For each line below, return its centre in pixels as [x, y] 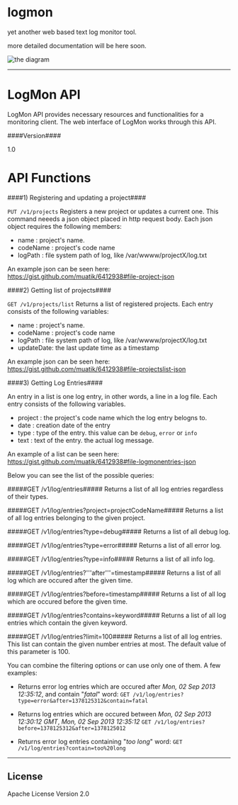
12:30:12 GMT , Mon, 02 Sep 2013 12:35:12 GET [84, 721]
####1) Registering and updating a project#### [77, 197]
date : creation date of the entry [64, 425]
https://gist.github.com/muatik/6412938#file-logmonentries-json [102, 461]
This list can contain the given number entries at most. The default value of [117, 644]
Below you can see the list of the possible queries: [81, 475]
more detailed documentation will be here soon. [77, 45]
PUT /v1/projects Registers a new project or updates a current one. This [113, 211]
